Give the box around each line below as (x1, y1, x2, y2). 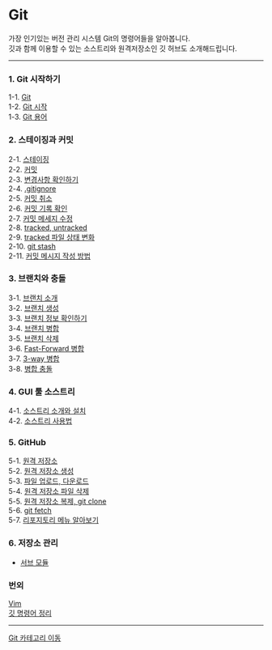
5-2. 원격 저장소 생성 (8, 466, 74, 476)
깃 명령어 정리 (8, 609, 53, 618)
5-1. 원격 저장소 (8, 456, 58, 466)
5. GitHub (8, 437, 47, 448)
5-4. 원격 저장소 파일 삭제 (8, 486, 90, 496)
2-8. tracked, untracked (8, 223, 87, 232)
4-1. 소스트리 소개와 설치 (8, 406, 87, 416)
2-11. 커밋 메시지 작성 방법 (8, 251, 91, 261)
